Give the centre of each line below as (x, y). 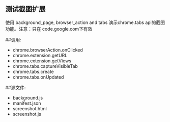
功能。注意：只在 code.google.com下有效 (49, 29)
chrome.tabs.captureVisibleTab (45, 66)
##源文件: (16, 87)
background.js (28, 97)
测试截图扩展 (25, 9)
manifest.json (27, 103)
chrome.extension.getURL (40, 55)
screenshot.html (30, 108)
